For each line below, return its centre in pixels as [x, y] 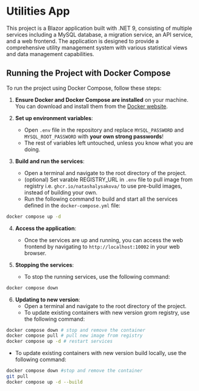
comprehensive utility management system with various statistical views [97, 48]
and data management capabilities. [50, 54]
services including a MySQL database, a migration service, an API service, [100, 34]
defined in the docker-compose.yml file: [72, 205]
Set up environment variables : [54, 118]
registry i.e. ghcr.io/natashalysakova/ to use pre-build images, [103, 186]
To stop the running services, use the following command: [97, 276]
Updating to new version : [47, 300]
